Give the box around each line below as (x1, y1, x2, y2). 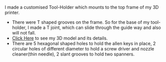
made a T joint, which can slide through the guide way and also (30, 24, 161, 30)
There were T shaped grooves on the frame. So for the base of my (12, 19, 150, 25)
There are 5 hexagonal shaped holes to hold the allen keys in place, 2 (12, 40, 156, 46)
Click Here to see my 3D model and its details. (12, 35, 108, 41)
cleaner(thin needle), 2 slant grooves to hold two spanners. (12, 51, 135, 57)
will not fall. (12, 30, 36, 35)
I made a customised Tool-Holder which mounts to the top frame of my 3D (5, 4, 159, 10)
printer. (5, 9, 20, 15)
